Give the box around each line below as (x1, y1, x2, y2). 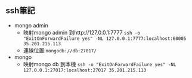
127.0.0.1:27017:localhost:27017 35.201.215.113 (23, 67, 147, 73)
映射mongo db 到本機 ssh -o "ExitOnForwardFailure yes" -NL (23, 60, 176, 67)
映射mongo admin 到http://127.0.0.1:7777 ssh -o (23, 29, 141, 36)
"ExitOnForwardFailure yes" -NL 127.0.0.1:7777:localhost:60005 (23, 35, 187, 42)
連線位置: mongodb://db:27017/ (23, 46, 97, 54)
